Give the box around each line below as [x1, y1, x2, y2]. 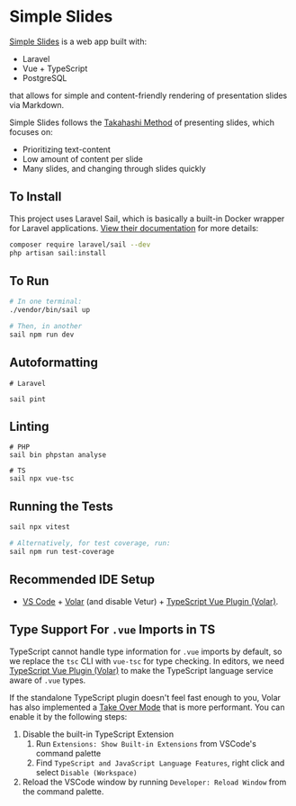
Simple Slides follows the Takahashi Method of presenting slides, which [9, 117, 275, 128]
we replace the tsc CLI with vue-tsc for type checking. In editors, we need [9, 655, 285, 667]
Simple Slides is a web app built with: [9, 36, 147, 47]
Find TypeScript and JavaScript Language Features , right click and [35, 757, 285, 768]
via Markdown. [9, 99, 65, 110]
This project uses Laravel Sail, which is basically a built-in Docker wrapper [9, 213, 285, 224]
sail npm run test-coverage [9, 547, 115, 556]
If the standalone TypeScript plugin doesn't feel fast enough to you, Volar [9, 692, 282, 703]
